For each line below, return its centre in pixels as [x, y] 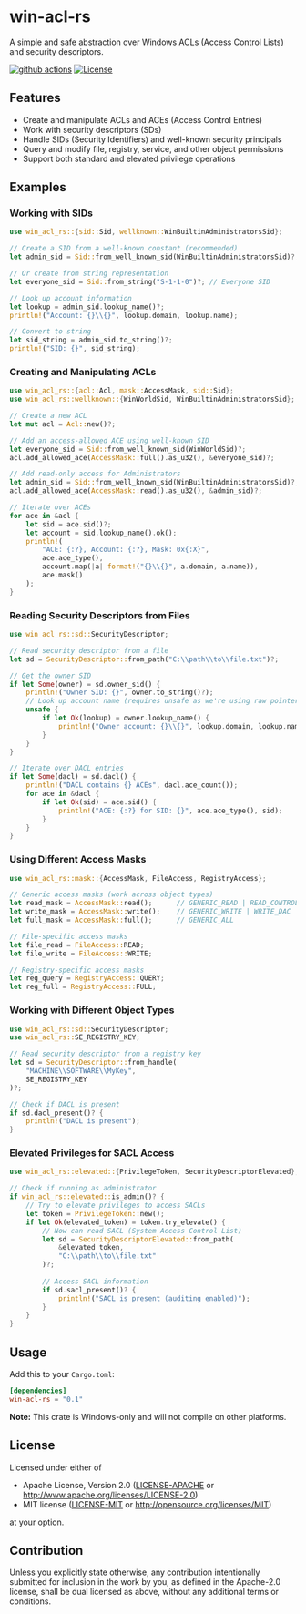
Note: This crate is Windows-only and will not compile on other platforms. [148, 1416]
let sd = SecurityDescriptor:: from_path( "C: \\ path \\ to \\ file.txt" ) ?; [144, 659]
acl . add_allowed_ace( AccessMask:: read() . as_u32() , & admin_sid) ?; [136, 491]
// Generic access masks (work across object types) [112, 894]
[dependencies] [38, 1391]
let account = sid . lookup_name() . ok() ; [102, 533]
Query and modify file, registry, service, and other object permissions [153, 148]
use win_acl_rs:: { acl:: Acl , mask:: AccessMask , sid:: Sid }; [122, 391]
